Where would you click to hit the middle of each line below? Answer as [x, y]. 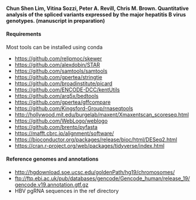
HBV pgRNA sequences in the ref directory [67, 191]
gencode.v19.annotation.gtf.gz [52, 184]
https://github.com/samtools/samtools [61, 71]
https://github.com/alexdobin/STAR [57, 65]
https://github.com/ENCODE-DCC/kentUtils [67, 89]
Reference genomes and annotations [52, 159]
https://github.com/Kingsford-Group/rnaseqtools [74, 108]
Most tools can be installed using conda [54, 47]
